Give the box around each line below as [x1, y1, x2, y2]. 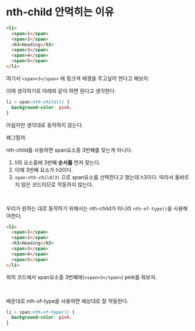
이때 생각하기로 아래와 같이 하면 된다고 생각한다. [6, 87, 117, 94]
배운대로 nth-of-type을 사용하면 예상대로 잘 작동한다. [6, 297, 129, 305]
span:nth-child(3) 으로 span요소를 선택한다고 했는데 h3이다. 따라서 [14, 173, 174, 180]
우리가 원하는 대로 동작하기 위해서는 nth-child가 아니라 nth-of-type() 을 [6, 205, 173, 212]
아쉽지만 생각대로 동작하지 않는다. [6, 121, 84, 128]
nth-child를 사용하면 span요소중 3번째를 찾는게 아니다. [6, 146, 133, 153]
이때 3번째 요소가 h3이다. [14, 166, 74, 173]
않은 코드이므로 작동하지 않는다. [21, 180, 94, 188]
